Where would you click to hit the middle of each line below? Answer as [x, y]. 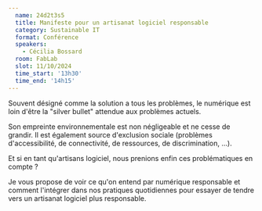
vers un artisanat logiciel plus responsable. [77, 198]
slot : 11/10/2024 [44, 66]
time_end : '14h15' [45, 80]
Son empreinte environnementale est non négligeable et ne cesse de [119, 127]
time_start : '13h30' [49, 73]
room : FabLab [36, 59]
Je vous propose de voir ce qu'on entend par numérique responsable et [124, 181]
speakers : [31, 45]
